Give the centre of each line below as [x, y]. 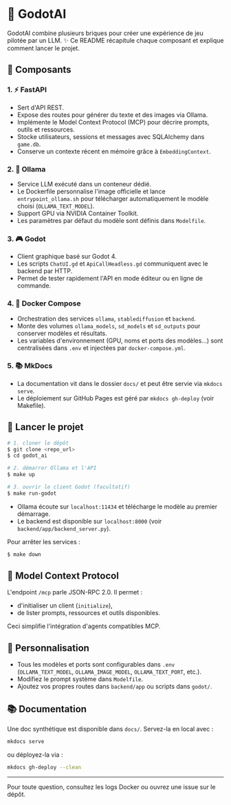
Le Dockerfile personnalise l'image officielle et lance [91, 191]
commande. [34, 286]
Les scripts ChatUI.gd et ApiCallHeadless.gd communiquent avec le [112, 264]
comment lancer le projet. [44, 48]
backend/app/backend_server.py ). [64, 528]
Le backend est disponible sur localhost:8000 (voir [89, 521]
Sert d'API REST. [40, 107]
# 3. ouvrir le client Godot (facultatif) [69, 487]
